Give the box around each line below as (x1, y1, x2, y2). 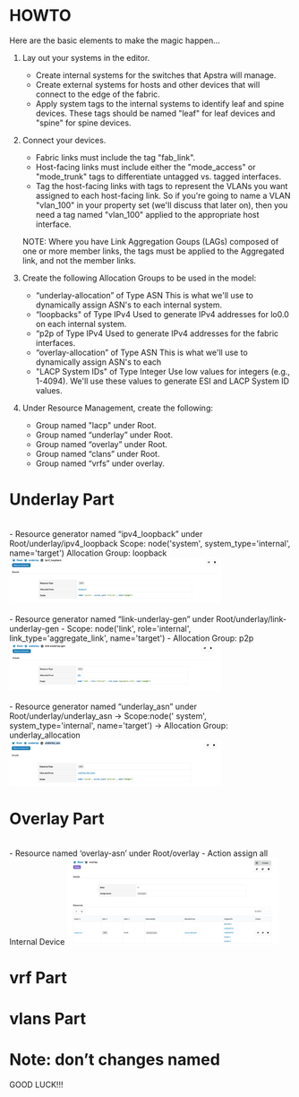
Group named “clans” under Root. (35, 448, 160, 459)
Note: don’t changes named (9, 1049, 221, 1070)
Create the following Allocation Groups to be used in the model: (21, 272, 257, 283)
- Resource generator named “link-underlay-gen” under (9, 614, 215, 625)
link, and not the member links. (21, 255, 137, 265)
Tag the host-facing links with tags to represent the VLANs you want (35, 180, 288, 191)
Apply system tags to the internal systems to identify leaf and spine (35, 98, 285, 108)
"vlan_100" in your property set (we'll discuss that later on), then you (35, 199, 288, 211)
